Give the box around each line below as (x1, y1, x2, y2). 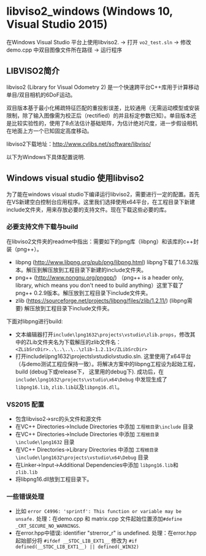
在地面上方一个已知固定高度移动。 (6, 127, 93, 135)
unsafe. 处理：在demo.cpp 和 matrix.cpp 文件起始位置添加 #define (15, 515, 183, 523)
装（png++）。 (6, 245, 42, 253)
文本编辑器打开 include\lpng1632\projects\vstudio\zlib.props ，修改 (15, 331, 190, 338)
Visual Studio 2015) (6, 17, 108, 31)
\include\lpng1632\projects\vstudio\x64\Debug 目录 (15, 453, 149, 461)
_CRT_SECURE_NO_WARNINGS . (15, 522, 81, 530)
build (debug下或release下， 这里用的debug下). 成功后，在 (15, 367, 164, 375)
